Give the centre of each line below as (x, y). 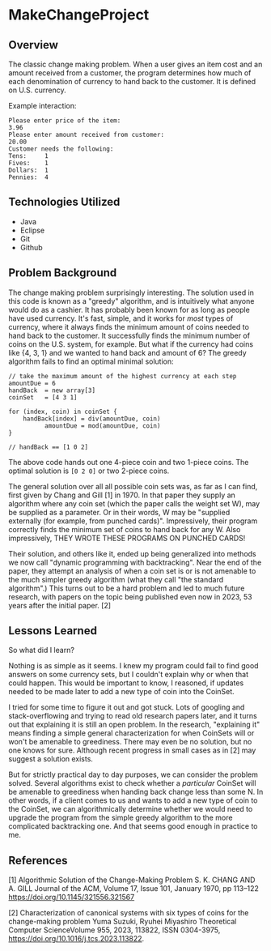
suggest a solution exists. (51, 759)
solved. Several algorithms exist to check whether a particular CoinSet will (132, 783)
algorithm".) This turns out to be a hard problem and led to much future (127, 588)
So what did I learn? (42, 650)
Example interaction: (42, 106)
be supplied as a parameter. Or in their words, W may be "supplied (119, 512)
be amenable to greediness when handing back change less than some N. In (136, 792)
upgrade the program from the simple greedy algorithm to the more (121, 818)
